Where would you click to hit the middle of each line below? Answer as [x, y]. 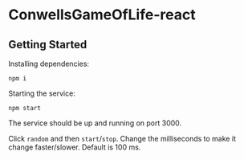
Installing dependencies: [49, 64]
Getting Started [48, 45]
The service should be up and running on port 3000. [95, 123]
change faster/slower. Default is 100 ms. [75, 147]
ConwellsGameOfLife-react [102, 15]
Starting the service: [42, 93]
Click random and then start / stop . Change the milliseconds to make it [122, 139]
